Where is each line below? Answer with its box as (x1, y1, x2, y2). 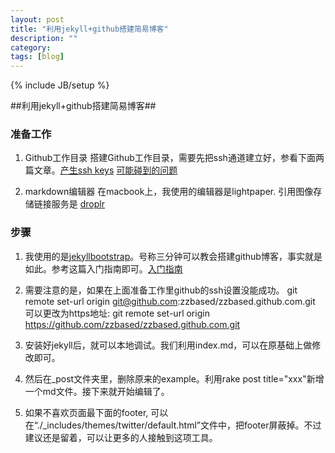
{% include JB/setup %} (10, 79, 110, 91)
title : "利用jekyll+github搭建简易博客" (10, 24, 169, 34)
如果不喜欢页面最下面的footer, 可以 (24, 406, 169, 418)
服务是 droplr (51, 198, 105, 210)
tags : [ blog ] (10, 52, 65, 62)
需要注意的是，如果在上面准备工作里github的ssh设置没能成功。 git (24, 284, 298, 296)
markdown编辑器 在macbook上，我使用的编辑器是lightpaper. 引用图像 (24, 186, 314, 198)
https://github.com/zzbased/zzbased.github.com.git (24, 318, 241, 330)
